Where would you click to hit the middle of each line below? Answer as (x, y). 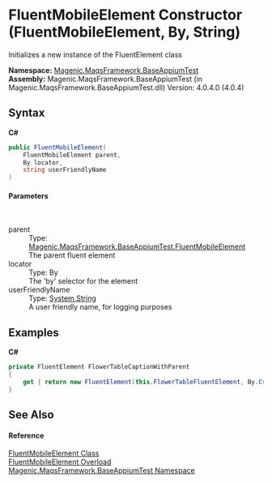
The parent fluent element (72, 255)
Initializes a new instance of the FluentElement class (95, 54)
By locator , (43, 162)
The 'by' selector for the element (83, 281)
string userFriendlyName (65, 170)
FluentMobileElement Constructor (125, 15)
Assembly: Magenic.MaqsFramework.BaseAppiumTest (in (105, 79)
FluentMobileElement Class (54, 453)
